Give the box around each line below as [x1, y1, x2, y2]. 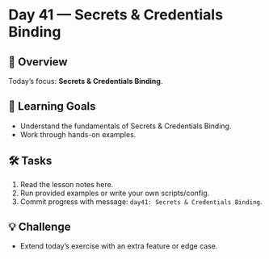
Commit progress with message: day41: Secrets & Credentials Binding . [19, 196, 263, 207]
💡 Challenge [8, 220, 71, 234]
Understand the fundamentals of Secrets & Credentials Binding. [19, 121, 232, 131]
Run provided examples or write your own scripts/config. [19, 188, 210, 198]
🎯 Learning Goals [8, 99, 96, 114]
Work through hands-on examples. [19, 129, 137, 139]
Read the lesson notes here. [19, 179, 114, 189]
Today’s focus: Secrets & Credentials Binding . [8, 77, 163, 86]
